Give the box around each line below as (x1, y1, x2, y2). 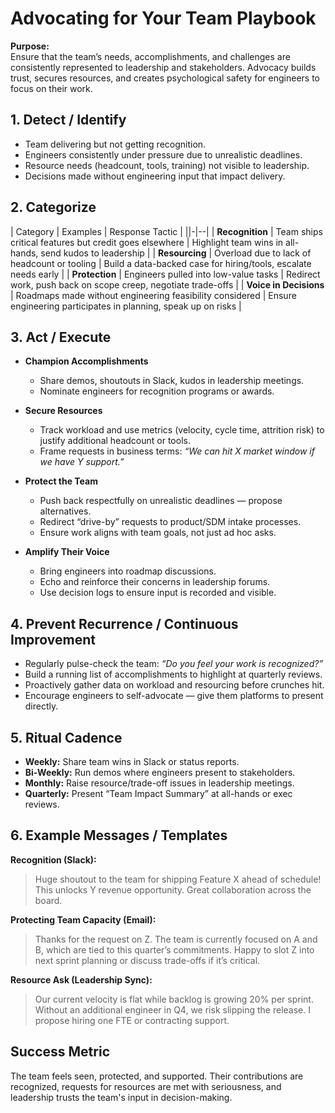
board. (34, 894, 63, 906)
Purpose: (10, 40, 50, 52)
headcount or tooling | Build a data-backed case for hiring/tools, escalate (10, 257, 312, 269)
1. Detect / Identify (10, 112, 127, 129)
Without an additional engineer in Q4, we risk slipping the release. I (34, 1003, 311, 1016)
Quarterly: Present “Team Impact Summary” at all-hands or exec (24, 788, 293, 799)
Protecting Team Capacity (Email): (10, 913, 157, 926)
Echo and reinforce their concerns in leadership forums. (39, 576, 271, 588)
